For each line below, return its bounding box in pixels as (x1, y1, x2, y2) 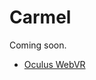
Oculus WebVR (23, 58, 86, 70)
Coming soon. (9, 39, 67, 51)
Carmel (9, 6, 72, 29)
